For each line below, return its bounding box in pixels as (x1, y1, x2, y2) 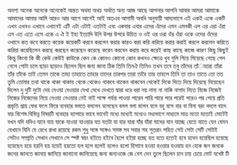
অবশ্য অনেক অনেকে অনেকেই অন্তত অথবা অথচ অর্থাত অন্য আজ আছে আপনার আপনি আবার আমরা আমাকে (7, 6, 219, 14)
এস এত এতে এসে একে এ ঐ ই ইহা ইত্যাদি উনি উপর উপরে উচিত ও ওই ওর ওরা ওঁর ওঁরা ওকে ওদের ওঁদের (7, 30, 217, 38)
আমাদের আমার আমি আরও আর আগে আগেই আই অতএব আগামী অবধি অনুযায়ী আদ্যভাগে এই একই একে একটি (7, 14, 226, 22)
